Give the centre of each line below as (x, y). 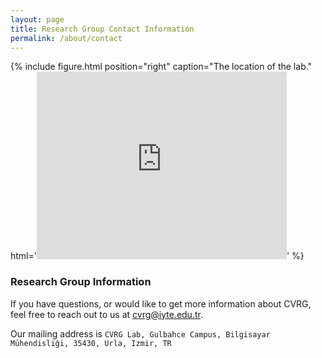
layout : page (37, 19)
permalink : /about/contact (66, 38)
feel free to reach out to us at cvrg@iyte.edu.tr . (106, 314)
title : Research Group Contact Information (102, 29)
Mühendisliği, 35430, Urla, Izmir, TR (91, 343)
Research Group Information (81, 282)
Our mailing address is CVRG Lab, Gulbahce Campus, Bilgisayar (140, 333)
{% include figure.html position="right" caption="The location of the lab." (161, 67)
